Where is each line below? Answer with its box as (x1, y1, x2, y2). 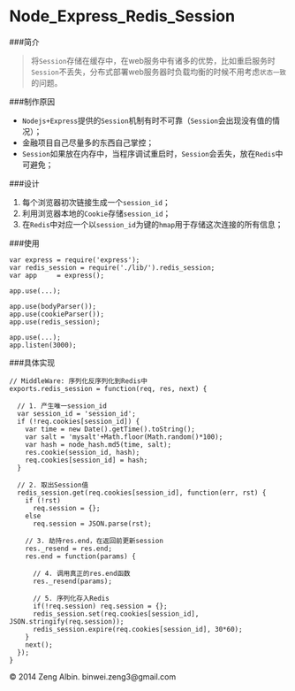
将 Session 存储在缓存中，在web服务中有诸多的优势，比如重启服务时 (30, 55, 276, 65)
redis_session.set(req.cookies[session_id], (32, 609, 200, 618)
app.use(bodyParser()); (9, 302, 97, 311)
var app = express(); (9, 271, 104, 280)
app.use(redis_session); (9, 317, 101, 326)
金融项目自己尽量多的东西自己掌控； (21, 137, 155, 148)
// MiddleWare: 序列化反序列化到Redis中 (9, 376, 148, 386)
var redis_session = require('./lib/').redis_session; (9, 263, 216, 272)
